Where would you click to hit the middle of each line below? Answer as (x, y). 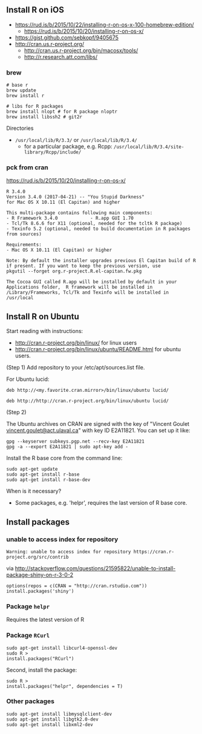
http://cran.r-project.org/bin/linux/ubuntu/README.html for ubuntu (98, 349)
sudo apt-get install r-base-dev (48, 480)
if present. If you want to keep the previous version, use (84, 266)
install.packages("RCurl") (40, 658)
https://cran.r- (154, 551)
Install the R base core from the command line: (64, 458)
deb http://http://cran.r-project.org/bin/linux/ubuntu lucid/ (88, 401)
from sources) (24, 234)
